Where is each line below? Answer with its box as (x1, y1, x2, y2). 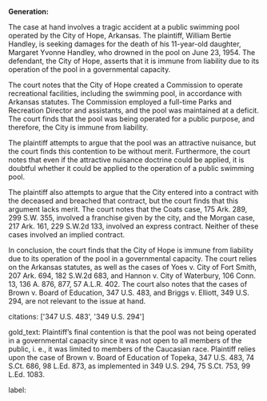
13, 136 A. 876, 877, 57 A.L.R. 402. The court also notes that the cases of (8, 280, 248, 288)
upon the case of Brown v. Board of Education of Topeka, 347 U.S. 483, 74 (8, 353, 254, 362)
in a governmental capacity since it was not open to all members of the (8, 335, 242, 345)
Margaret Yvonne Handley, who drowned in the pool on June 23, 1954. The (8, 48, 256, 57)
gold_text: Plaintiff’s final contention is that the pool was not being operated (8, 328, 257, 336)
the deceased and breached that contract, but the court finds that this (8, 196, 239, 205)
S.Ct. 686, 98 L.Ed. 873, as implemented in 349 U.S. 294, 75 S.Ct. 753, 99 (8, 361, 250, 371)
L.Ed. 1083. (8, 370, 46, 379)
